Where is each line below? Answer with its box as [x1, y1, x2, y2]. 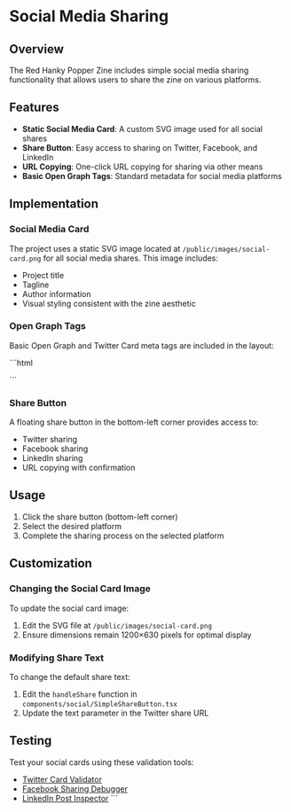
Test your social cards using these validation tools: [9, 756, 194, 768]
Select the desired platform [21, 520, 122, 531]
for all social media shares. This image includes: [43, 253, 219, 263]
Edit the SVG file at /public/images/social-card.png [21, 620, 213, 630]
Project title [21, 269, 65, 280]
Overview [9, 42, 65, 57]
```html [9, 357, 34, 368]
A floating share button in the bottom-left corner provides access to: [9, 417, 259, 427]
